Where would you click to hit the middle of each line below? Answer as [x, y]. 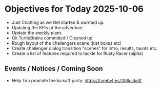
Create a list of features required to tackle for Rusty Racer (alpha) [77, 53]
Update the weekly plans [37, 33]
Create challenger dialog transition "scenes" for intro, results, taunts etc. [84, 48]
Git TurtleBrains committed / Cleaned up [52, 38]
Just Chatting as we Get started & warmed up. [58, 22]
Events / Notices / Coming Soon [54, 69]
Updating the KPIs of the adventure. [48, 27]
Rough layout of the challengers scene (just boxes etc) [67, 43]
